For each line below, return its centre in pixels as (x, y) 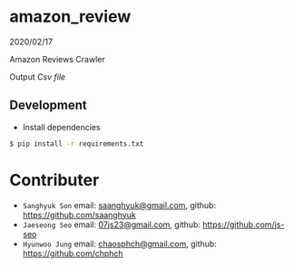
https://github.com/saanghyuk (79, 215)
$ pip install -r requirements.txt (77, 144)
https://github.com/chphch (73, 253)
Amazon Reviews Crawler (58, 59)
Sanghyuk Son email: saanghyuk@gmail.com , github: (119, 205)
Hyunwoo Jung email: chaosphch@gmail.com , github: (120, 244)
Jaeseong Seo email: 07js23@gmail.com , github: (112, 225)
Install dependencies (62, 127)
